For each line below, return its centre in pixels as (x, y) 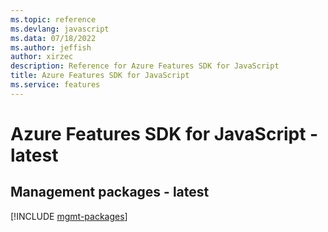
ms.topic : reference (53, 19)
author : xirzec (42, 57)
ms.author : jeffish (51, 47)
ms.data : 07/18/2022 (53, 38)
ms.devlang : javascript (60, 29)
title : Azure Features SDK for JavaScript (100, 76)
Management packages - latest (110, 192)
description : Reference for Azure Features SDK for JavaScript (145, 66)
